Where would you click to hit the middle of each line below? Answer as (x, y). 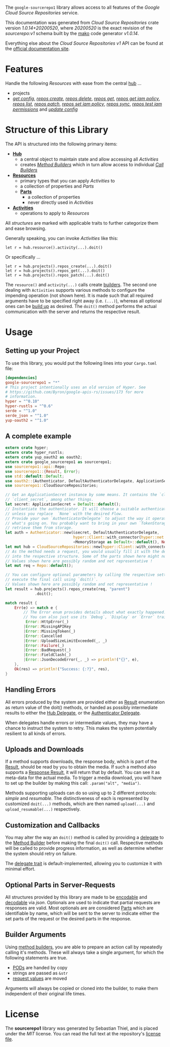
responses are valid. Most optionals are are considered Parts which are (79, 908)
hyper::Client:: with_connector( (107, 537)
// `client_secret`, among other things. (50, 500)
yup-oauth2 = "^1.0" (27, 420)
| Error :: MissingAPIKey (47, 627)
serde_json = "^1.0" (27, 415)
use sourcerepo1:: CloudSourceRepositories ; (52, 486)
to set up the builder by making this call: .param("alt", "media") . (73, 783)
